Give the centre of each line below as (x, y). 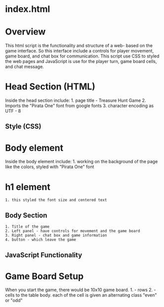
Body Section (26, 215)
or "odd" (14, 301)
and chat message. (25, 67)
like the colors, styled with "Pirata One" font (50, 167)
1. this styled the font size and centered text (56, 200)
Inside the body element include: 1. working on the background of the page (82, 162)
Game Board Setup (44, 276)
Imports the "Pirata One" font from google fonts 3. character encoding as (80, 106)
